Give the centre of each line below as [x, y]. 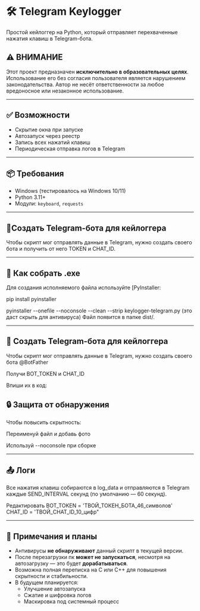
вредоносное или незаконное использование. [65, 91]
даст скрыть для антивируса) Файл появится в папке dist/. [80, 317]
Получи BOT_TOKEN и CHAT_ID [46, 373]
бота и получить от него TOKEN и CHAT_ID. [61, 249]
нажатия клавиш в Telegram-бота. [50, 38]
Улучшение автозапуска [54, 589]
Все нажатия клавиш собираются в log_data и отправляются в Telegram [98, 488]
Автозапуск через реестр [47, 136]
